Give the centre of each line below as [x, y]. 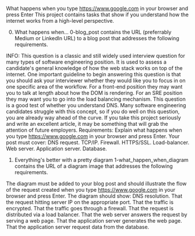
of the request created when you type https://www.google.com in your [91, 190]
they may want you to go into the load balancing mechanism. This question [96, 99]
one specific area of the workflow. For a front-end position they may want [94, 87]
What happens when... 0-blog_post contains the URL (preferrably [93, 32]
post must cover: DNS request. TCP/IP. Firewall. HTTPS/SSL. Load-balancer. [98, 142]
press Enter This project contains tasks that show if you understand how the [97, 15]
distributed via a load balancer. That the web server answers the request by [97, 214]
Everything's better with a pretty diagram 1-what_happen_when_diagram [102, 160]
